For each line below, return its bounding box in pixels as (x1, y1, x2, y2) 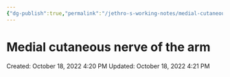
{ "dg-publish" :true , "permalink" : (6, 10, 102, 17)
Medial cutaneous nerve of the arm (6, 39, 211, 55)
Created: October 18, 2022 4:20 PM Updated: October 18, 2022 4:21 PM (6, 62, 210, 70)
